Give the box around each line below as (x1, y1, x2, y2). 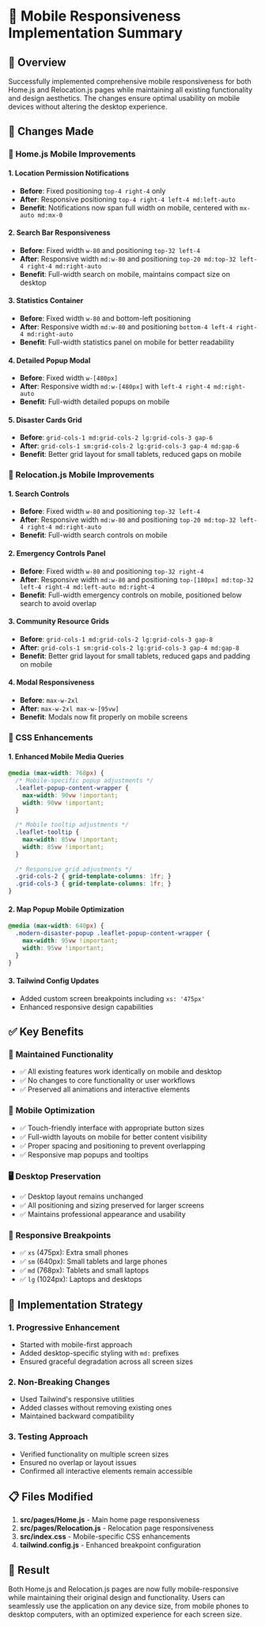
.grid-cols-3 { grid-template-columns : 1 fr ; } (15, 880, 172, 888)
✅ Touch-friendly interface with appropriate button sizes (19, 1122, 205, 1133)
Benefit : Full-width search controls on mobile (19, 531, 168, 540)
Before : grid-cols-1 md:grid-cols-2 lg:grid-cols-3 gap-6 (19, 432, 214, 443)
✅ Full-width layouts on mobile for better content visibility (19, 1132, 208, 1142)
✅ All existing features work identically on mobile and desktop (19, 1067, 222, 1076)
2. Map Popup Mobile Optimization (8, 904, 125, 914)
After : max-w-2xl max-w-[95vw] (19, 704, 119, 713)
